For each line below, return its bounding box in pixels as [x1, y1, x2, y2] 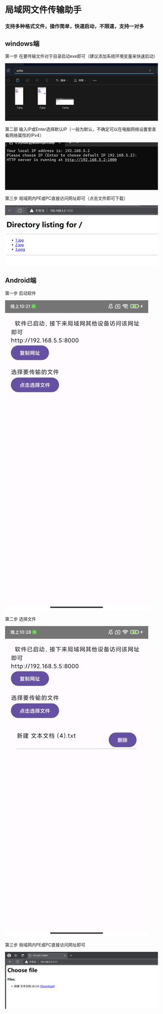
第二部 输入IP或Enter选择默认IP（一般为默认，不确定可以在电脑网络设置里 [5, 127, 152, 132]
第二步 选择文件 [5, 616, 36, 622]
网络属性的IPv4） [9, 132, 44, 138]
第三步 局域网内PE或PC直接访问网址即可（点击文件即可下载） [5, 195, 128, 201]
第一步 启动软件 [5, 290, 36, 296]
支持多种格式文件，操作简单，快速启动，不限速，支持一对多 [5, 23, 145, 30]
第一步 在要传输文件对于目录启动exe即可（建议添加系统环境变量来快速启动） [5, 53, 158, 59]
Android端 [5, 276, 36, 285]
